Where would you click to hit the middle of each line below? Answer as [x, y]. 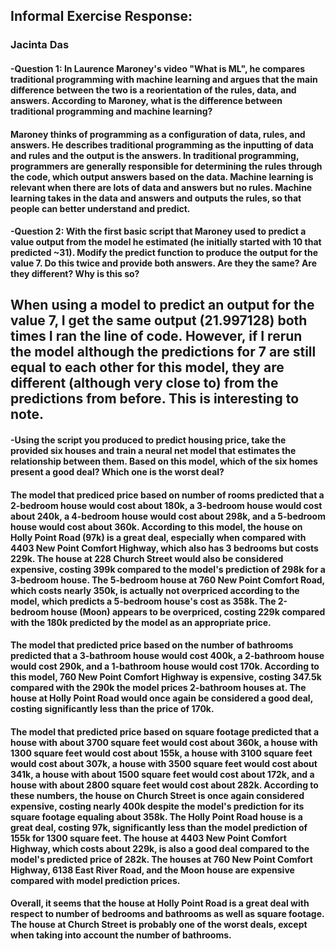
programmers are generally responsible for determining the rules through [166, 166]
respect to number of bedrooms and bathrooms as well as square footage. [167, 914]
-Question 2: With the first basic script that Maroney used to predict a [158, 231]
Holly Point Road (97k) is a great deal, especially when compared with [158, 537]
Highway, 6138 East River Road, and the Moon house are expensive [152, 870]
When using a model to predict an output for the [162, 305]
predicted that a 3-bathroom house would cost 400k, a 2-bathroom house [167, 656]
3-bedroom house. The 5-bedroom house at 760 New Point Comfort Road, [167, 580]
